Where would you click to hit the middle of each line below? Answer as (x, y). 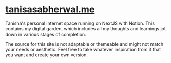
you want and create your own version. (47, 55)
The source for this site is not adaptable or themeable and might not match (84, 44)
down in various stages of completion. (46, 34)
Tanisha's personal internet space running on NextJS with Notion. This (80, 23)
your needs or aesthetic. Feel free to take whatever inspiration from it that (83, 49)
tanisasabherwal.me (50, 9)
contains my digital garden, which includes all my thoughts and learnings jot (85, 28)
